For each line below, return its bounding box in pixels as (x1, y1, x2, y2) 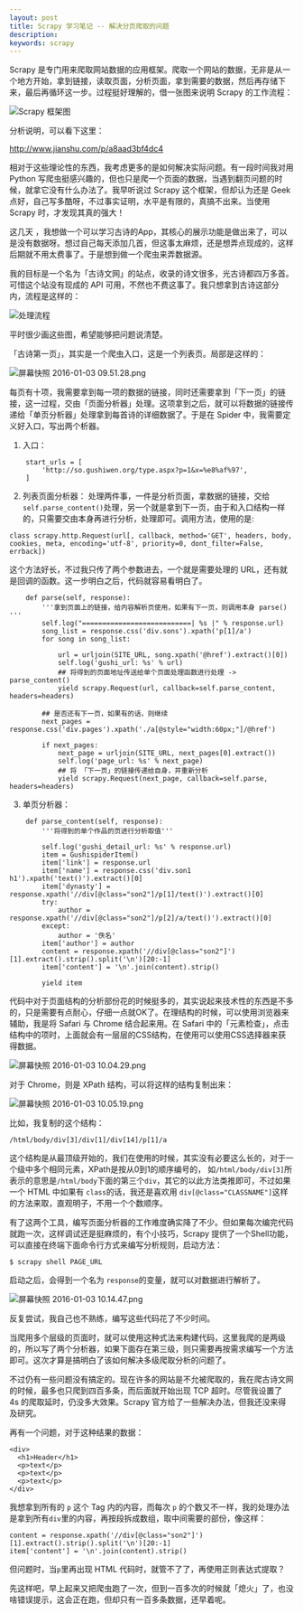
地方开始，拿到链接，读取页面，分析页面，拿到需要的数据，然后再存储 (16, 76, 278, 87)
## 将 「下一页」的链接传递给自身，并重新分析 (57, 766, 209, 775)
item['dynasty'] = (41, 882, 111, 891)
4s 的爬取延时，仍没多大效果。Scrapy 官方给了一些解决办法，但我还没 (9, 1397, 271, 1408)
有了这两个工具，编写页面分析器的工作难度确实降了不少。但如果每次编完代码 (9, 1217, 294, 1228)
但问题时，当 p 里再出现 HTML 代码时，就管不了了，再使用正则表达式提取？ (9, 1564, 286, 1575)
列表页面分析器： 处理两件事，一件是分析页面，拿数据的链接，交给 (22, 491, 271, 502)
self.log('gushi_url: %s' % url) (57, 659, 183, 668)
